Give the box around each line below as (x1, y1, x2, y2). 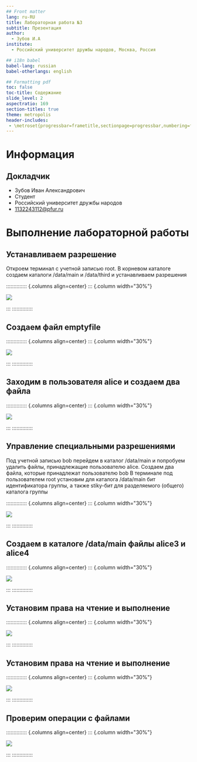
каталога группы (6, 488, 48, 495)
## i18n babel (6, 57, 41, 63)
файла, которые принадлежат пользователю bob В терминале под (6, 469, 173, 476)
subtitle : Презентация (6, 25, 62, 31)
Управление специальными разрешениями (6, 441, 176, 451)
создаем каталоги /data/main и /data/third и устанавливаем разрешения (6, 271, 187, 278)
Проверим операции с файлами (6, 713, 130, 723)
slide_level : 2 (6, 95, 43, 102)
